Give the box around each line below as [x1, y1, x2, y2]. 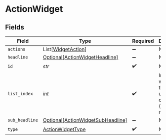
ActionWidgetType [42, 126, 86, 133]
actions [7, 47, 26, 52]
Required [132, 38, 154, 44]
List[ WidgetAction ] [42, 46, 87, 53]
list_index [7, 91, 33, 96]
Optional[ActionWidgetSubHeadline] [42, 117, 127, 123]
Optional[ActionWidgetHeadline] [42, 54, 119, 60]
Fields [5, 23, 25, 31]
